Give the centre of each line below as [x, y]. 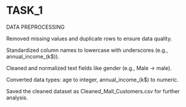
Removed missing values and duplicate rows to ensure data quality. [89, 38]
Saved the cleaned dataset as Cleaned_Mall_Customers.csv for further [93, 91]
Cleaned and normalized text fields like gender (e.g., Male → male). [89, 68]
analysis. [17, 97]
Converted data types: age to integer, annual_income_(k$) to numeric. [92, 80]
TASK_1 [25, 10]
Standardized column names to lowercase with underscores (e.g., [87, 50]
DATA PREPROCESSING [35, 27]
